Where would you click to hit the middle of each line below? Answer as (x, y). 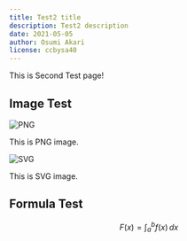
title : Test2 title (45, 17)
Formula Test (46, 204)
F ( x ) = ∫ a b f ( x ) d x (149, 227)
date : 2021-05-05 (41, 34)
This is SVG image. (43, 176)
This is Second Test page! (57, 75)
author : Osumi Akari (47, 42)
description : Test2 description (69, 26)
